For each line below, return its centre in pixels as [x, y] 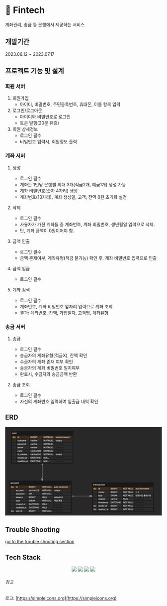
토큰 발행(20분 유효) [40, 123]
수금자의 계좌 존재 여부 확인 [46, 362]
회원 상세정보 [25, 129]
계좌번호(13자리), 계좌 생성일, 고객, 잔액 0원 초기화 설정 [73, 197]
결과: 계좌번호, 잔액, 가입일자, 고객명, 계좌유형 [64, 313]
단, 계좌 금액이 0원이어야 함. [47, 231]
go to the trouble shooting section [40, 542]
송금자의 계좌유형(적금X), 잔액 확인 [53, 356]
